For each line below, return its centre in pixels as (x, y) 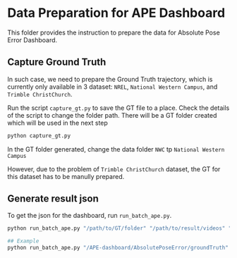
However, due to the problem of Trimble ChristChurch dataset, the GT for (114, 169)
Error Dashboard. (32, 39)
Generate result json (53, 199)
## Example (23, 241)
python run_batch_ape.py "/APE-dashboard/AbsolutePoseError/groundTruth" (118, 248)
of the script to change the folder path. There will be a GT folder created (112, 115)
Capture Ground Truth (57, 62)
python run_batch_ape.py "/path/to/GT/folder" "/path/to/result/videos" (116, 228)
